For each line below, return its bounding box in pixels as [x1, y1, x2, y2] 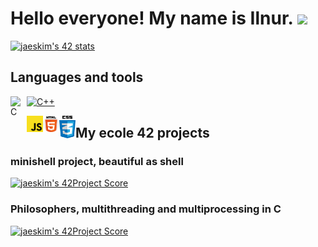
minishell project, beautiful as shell [10, 155, 184, 169]
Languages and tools [10, 69, 144, 86]
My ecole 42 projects [75, 125, 210, 142]
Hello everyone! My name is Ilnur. [10, 7, 294, 30]
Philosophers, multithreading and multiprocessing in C [10, 202, 282, 216]
